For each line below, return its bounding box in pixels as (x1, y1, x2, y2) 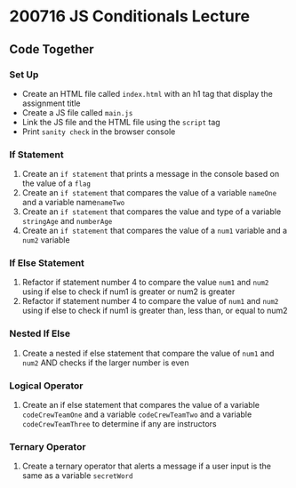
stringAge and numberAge (21, 216, 113, 227)
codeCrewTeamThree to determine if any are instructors (21, 419, 217, 429)
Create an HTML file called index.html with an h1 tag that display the (21, 88, 273, 99)
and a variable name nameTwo (21, 197, 125, 208)
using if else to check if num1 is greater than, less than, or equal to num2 (21, 305, 288, 316)
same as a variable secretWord (21, 470, 133, 481)
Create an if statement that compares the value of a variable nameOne (21, 188, 277, 198)
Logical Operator (9, 380, 84, 392)
